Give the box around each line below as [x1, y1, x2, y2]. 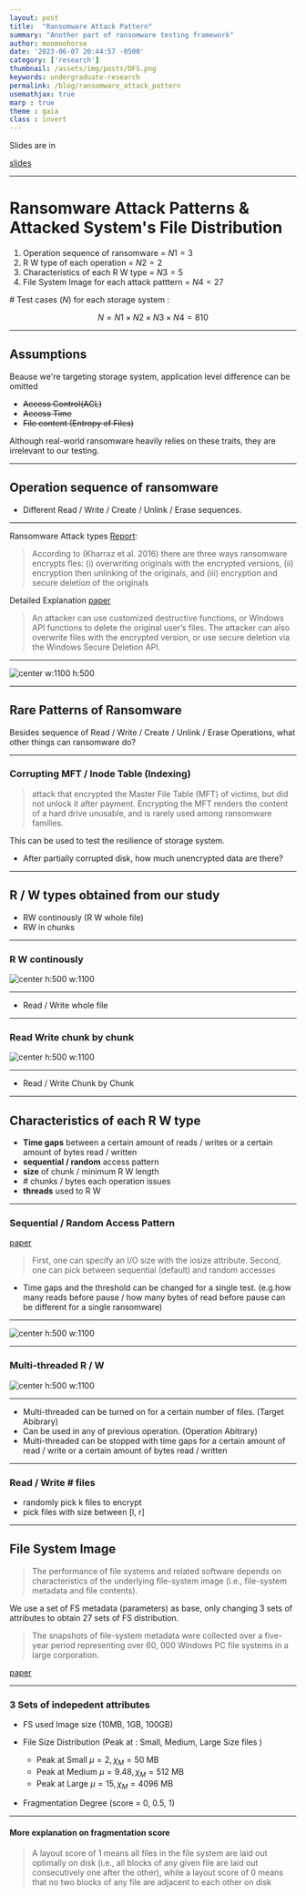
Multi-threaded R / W [9, 1359, 105, 1372]
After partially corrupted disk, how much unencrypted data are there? [22, 853, 284, 864]
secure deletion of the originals [31, 577, 149, 588]
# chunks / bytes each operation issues [22, 1176, 171, 1187]
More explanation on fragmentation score [9, 1828, 170, 1838]
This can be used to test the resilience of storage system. [9, 835, 225, 846]
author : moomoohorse [9, 38, 88, 48]
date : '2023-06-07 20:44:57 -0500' [9, 47, 145, 56]
